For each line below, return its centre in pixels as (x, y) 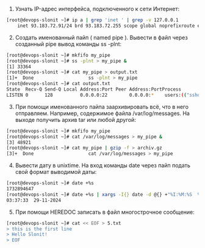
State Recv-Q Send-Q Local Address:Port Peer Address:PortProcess (94, 89)
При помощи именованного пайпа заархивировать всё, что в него (102, 107)
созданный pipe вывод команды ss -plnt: (68, 44)
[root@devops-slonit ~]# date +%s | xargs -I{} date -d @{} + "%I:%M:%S (99, 194)
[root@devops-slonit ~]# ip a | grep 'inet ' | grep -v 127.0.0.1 (92, 20)
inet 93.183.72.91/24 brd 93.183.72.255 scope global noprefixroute (106, 26)
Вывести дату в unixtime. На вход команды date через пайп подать (103, 165)
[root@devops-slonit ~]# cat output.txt (59, 84)
